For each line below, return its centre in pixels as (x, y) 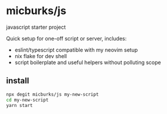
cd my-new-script (27, 100)
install (18, 81)
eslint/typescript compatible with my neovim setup (76, 50)
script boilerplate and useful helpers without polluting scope (88, 62)
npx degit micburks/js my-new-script (53, 94)
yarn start (19, 105)
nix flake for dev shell (41, 56)
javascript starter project (36, 27)
